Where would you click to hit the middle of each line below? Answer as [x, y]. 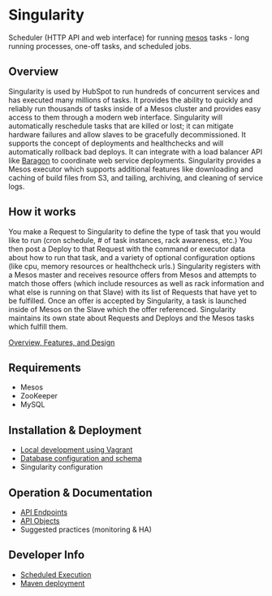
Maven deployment [52, 583]
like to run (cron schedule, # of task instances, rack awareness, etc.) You [130, 240]
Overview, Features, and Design [62, 342]
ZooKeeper [39, 396]
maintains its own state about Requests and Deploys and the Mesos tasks [132, 318]
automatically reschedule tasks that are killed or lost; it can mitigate [121, 126]
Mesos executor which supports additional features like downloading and [131, 169]
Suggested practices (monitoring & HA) [86, 529]
